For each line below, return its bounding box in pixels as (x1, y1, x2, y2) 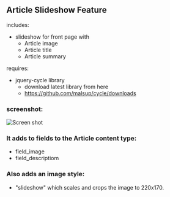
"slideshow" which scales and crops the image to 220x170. (15, 183, 164, 191)
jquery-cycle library (15, 76, 65, 83)
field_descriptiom (15, 155, 59, 162)
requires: (6, 64, 29, 72)
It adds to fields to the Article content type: (6, 134, 137, 143)
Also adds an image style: (6, 170, 85, 179)
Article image (24, 39, 58, 47)
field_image (15, 148, 45, 155)
